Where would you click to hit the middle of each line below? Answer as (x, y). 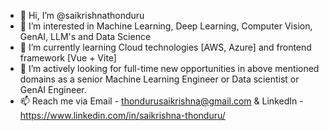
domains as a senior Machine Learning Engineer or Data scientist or (159, 79)
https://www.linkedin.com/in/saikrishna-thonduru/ (122, 115)
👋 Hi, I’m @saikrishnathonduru (82, 15)
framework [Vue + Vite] (68, 58)
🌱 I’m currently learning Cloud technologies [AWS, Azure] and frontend (165, 47)
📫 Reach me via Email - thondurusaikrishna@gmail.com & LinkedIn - (161, 101)
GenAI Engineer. (53, 89)
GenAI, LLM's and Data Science (85, 36)
